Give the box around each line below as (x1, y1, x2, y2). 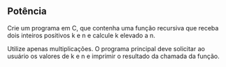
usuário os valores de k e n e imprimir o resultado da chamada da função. (7, 52, 220, 60)
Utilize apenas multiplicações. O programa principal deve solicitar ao (7, 44, 205, 52)
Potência (7, 6, 47, 17)
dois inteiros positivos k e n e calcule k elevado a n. (7, 31, 156, 39)
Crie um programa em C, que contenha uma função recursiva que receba (7, 23, 219, 32)
